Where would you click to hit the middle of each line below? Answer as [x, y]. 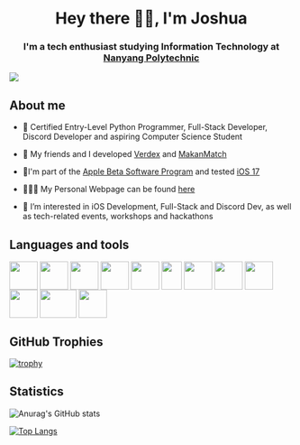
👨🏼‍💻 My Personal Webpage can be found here [109, 190]
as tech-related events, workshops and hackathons [118, 217]
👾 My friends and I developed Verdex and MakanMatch [124, 154]
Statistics [37, 392]
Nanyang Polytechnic [151, 58]
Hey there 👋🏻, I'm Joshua [151, 19]
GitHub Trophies [56, 342]
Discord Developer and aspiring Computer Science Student [132, 137]
